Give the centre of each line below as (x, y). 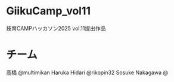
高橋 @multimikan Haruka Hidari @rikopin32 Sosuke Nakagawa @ (87, 72)
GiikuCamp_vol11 (49, 11)
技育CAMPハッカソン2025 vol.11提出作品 (56, 28)
